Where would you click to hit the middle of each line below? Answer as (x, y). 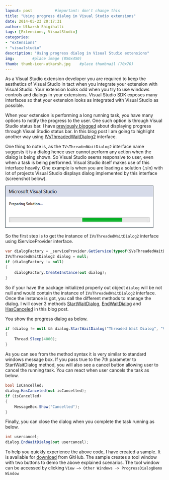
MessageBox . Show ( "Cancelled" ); (47, 407)
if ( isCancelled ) (23, 396)
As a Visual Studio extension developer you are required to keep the (76, 79)
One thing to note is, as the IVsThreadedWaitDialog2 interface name (75, 147)
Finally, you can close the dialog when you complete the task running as (80, 422)
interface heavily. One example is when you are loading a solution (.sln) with (84, 168)
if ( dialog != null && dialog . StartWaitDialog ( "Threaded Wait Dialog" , (82, 328)
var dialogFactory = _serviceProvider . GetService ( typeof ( (67, 251)
